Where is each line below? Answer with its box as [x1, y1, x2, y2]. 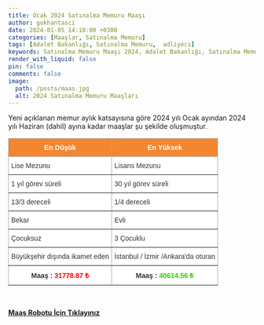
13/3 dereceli [11, 198, 51, 206]
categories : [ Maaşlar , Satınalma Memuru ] [8, 33, 146, 42]
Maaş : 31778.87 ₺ [31, 272, 90, 280]
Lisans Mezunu [114, 162, 161, 170]
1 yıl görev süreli [11, 180, 61, 188]
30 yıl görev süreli [114, 180, 169, 188]
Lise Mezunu [11, 162, 51, 170]
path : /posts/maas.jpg [15, 84, 90, 93]
